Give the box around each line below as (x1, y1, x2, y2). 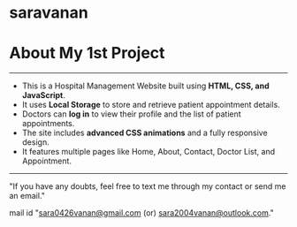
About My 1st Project (9, 43, 165, 64)
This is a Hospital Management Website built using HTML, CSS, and (21, 80, 270, 91)
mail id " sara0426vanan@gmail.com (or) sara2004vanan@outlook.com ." (9, 208, 274, 218)
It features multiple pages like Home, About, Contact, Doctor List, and (21, 147, 276, 157)
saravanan (9, 3, 88, 23)
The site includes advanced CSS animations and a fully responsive (21, 127, 268, 139)
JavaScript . (21, 90, 66, 101)
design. (21, 137, 50, 148)
